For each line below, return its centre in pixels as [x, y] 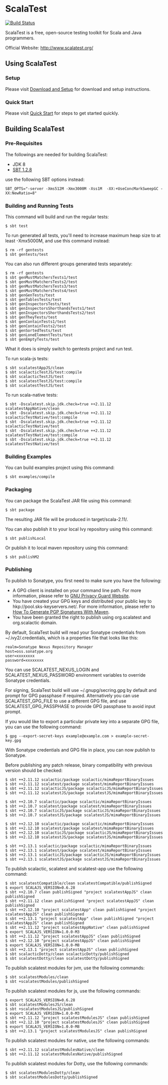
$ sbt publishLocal [26, 538]
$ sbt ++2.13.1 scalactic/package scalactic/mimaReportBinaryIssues [78, 846]
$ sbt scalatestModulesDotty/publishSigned [52, 1077]
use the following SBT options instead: [45, 179]
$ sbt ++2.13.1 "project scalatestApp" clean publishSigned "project [80, 918]
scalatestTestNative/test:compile [41, 435]
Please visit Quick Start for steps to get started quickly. [62, 113]
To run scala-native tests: [31, 395]
